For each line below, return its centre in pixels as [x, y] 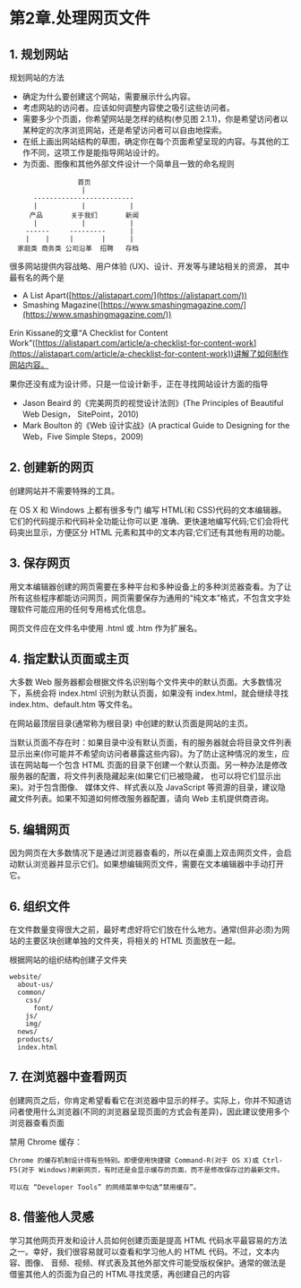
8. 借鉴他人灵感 [52, 1217]
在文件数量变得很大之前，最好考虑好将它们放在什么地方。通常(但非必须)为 [146, 929]
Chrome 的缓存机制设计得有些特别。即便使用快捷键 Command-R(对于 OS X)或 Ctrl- [146, 1160]
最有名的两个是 [37, 277]
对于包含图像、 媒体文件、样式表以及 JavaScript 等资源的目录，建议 [153, 787]
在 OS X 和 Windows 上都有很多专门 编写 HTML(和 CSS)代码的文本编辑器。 [148, 510]
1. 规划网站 [39, 54]
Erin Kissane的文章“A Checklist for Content [89, 333]
